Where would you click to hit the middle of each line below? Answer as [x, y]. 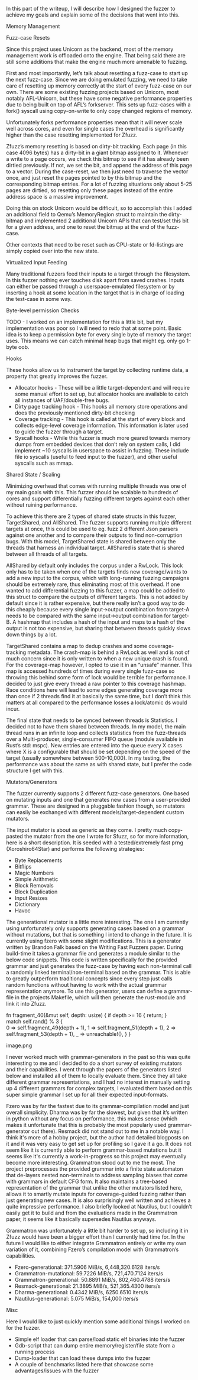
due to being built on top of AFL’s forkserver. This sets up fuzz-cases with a [98, 105]
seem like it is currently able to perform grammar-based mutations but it [94, 1150]
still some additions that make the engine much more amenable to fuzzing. [97, 62]
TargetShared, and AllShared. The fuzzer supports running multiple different [99, 522]
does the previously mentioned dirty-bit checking [75, 413]
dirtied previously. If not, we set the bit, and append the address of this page [99, 165]
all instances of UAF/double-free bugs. [62, 400]
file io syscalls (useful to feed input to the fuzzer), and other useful [96, 457]
